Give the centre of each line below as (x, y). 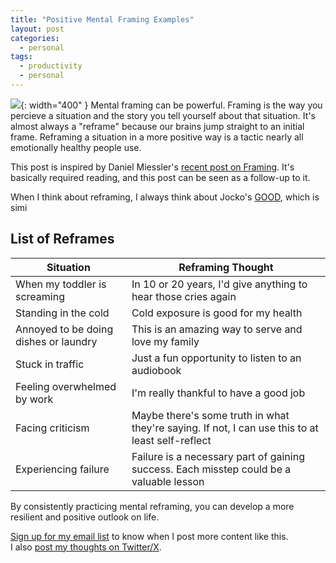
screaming (40, 296)
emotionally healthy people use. (76, 147)
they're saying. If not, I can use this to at (225, 428)
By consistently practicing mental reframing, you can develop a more (152, 506)
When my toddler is (61, 284)
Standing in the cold (62, 313)
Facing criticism (52, 428)
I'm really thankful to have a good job (218, 393)
